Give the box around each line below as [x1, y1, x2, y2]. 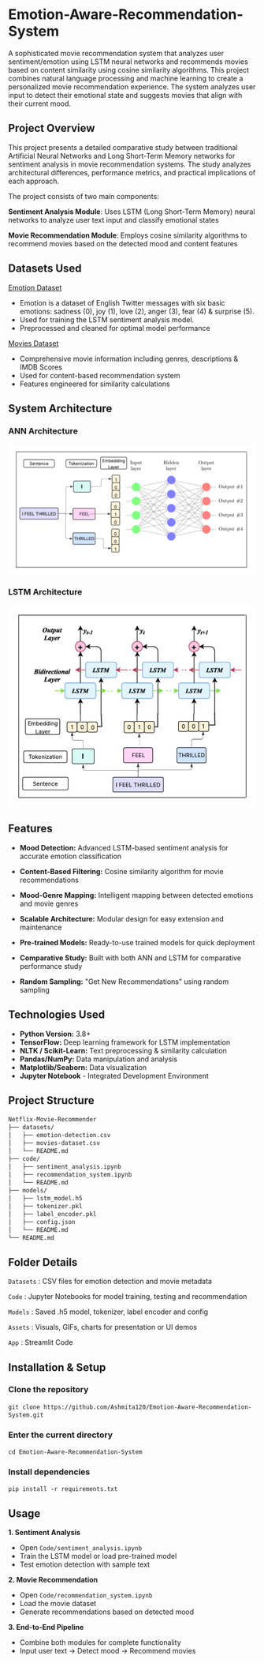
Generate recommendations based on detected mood [19, 1607, 195, 1616]
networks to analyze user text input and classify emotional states [8, 215, 219, 224]
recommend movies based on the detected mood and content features [8, 238, 238, 248]
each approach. [8, 176, 60, 186]
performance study [19, 961, 83, 970]
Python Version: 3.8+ [19, 1029, 91, 1038]
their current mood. [8, 99, 72, 108]
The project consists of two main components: [8, 191, 159, 201]
